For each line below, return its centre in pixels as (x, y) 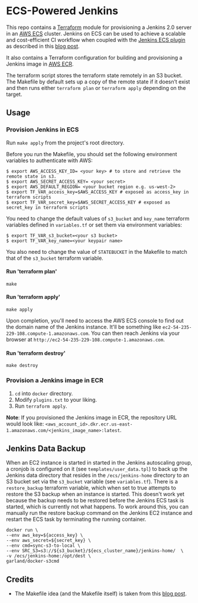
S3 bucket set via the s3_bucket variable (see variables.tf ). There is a (92, 482)
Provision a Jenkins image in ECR (55, 380)
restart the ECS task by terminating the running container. (76, 520)
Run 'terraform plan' (32, 272)
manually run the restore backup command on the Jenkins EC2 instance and (99, 513)
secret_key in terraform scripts (47, 207)
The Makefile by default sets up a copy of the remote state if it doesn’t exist (98, 82)
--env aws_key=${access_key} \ (45, 536)
